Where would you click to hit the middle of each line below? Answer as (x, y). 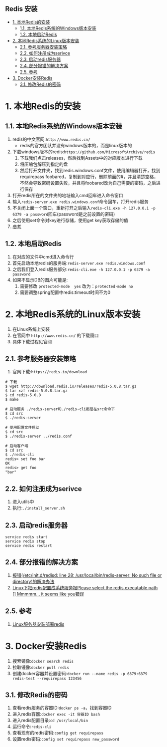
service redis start (27, 537)
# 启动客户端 (17, 446)
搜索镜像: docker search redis (43, 661)
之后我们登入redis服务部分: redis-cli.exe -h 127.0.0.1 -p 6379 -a (81, 269)
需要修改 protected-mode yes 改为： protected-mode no (76, 286)
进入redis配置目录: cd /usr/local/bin (50, 721)
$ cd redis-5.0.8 (23, 395)
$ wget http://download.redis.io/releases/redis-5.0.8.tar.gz (71, 386)
